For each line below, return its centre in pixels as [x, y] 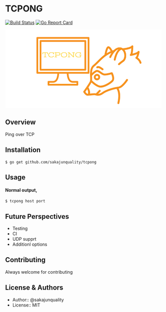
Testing [20, 229]
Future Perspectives [37, 217]
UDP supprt [24, 239]
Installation [23, 150]
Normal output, [21, 190]
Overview [21, 122]
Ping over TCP [20, 134]
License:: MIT [26, 305]
